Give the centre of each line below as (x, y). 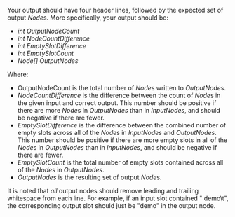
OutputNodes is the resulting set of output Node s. (89, 177)
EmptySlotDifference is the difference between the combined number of (122, 125)
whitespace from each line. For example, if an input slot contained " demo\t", (118, 198)
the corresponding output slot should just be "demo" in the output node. (112, 205)
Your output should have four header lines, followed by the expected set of (115, 10)
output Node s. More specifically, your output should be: (88, 17)
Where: (18, 74)
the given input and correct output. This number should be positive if (117, 103)
